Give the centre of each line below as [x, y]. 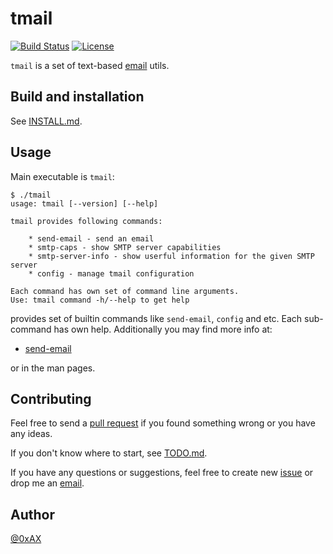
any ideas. [31, 434]
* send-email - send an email [91, 238]
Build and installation [77, 97]
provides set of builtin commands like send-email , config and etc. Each [156, 318]
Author [32, 514]
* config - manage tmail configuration [111, 273]
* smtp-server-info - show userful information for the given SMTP [171, 256]
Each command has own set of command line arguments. [125, 291]
